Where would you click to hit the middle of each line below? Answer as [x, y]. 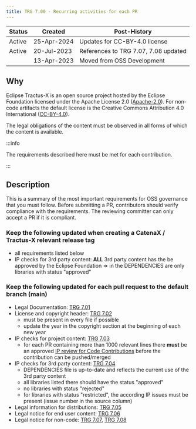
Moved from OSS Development [122, 61]
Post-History [133, 31]
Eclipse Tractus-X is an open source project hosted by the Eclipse [86, 95]
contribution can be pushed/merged [67, 357]
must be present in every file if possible [71, 320]
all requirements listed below [49, 253]
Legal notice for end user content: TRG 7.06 [67, 413]
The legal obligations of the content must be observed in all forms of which [97, 126]
